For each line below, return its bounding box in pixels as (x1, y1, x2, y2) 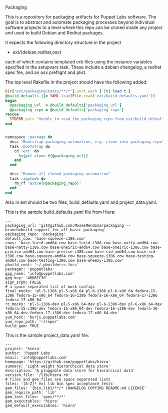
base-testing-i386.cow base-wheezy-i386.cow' (27, 258, 124, 263)
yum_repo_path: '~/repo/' (5, 319, 59, 324)
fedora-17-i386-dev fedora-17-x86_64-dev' (29, 310, 120, 315)
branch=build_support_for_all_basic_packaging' (5, 227, 106, 232)
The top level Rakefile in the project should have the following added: (5, 79, 147, 85)
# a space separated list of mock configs (5, 284, 95, 289)
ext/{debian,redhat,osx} (12, 49, 61, 55)
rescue (5, 112, 19, 117)
